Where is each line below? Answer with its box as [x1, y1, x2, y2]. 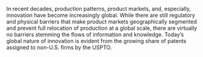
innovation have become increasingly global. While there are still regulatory [6, 12, 196, 19]
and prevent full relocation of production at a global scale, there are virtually [6, 24, 198, 32]
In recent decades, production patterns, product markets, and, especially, [6, 5, 191, 12]
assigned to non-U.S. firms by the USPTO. [6, 44, 112, 51]
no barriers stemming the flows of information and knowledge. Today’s [6, 31, 184, 38]
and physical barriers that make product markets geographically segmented [6, 18, 197, 25]
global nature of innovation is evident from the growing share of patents [6, 38, 187, 44]
